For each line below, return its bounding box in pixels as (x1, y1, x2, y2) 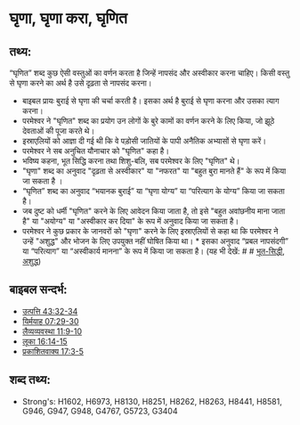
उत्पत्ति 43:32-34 (21, 306, 78, 316)
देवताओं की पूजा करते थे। (21, 126, 95, 136)
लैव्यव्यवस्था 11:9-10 (21, 325, 83, 337)
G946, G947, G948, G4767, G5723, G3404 (21, 405, 178, 416)
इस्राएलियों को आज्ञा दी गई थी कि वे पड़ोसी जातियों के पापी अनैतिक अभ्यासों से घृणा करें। (21, 135, 267, 146)
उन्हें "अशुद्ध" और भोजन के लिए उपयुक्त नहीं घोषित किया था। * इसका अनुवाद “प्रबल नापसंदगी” (21, 236, 289, 246)
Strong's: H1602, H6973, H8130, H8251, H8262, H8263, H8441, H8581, (21, 396, 282, 406)
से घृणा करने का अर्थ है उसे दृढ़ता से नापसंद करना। (9, 78, 153, 88)
